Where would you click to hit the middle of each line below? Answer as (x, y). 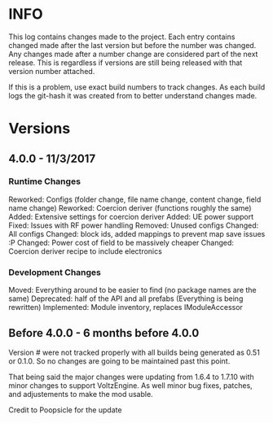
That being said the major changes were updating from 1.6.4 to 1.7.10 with (131, 377)
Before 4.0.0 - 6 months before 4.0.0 (104, 333)
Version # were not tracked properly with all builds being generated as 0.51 (134, 352)
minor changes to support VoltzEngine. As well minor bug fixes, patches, (130, 385)
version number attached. (52, 71)
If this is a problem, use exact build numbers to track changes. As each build (137, 87)
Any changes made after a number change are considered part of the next (133, 54)
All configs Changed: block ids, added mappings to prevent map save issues (137, 233)
